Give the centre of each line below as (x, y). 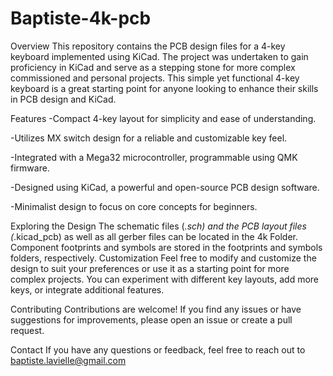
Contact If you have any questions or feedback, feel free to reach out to (158, 349)
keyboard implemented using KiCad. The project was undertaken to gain (159, 56)
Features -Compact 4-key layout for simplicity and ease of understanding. (163, 118)
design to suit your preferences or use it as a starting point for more (150, 268)
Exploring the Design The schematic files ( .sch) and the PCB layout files (158, 226)
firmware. (30, 168)
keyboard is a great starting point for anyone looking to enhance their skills (164, 88)
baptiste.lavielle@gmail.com (68, 360)
